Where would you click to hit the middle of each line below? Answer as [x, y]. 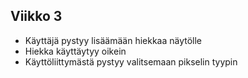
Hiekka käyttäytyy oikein [75, 51]
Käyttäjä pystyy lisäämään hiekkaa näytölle [113, 40]
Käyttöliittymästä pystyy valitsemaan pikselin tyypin [131, 61]
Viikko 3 [36, 16]
